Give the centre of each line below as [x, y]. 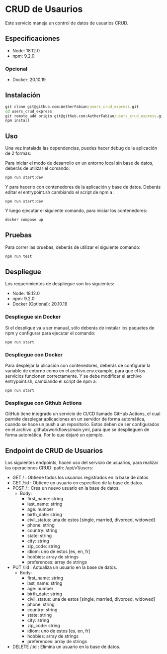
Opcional [16, 69]
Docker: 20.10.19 [29, 80]
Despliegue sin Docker [33, 317]
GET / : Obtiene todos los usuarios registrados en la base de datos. [81, 478]
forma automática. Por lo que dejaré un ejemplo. [54, 435]
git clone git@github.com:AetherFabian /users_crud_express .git [72, 107]
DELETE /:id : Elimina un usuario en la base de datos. [66, 647]
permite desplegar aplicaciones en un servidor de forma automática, [75, 419]
